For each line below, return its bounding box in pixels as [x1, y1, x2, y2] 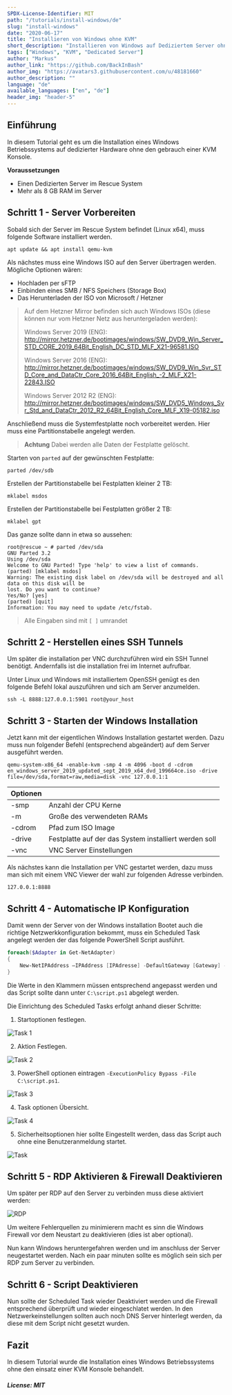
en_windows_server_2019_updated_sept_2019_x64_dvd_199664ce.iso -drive [7, 768, 217, 775]
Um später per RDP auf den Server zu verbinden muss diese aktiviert [7, 1189, 204, 1198]
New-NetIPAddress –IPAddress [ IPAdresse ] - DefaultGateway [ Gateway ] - [19, 962, 227, 969]
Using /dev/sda [7, 555, 51, 563]
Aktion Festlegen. [17, 1042, 68, 1050]
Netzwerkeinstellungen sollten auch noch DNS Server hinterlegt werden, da [7, 1312, 222, 1320]
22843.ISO [23, 378, 55, 386]
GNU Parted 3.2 [7, 550, 51, 557]
